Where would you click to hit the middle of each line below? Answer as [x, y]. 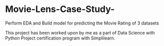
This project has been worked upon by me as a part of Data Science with [80, 32]
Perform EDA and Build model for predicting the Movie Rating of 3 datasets [82, 23]
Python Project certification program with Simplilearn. [60, 38]
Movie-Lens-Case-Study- [60, 9]
